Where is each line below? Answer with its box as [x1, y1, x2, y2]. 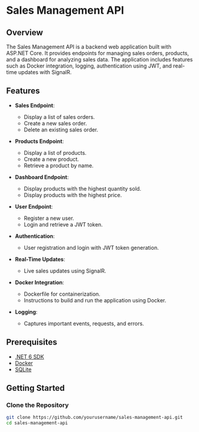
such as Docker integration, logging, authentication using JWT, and [6, 62, 172, 69]
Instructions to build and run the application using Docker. [23, 296, 167, 304]
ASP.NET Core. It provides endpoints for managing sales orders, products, [6, 50, 189, 57]
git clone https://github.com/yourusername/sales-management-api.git [6, 415, 183, 421]
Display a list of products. [23, 149, 87, 156]
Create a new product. [23, 155, 79, 163]
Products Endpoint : [14, 137, 64, 145]
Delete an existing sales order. [23, 126, 99, 133]
